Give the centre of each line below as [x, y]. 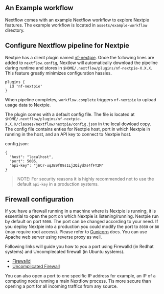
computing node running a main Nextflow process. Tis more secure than [78, 281]
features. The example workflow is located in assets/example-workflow [76, 25]
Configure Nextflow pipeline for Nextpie [67, 46]
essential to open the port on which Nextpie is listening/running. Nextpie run [82, 216]
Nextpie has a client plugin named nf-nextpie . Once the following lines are [80, 57]
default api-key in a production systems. [58, 184]
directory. [15, 30]
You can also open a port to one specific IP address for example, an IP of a [80, 276]
